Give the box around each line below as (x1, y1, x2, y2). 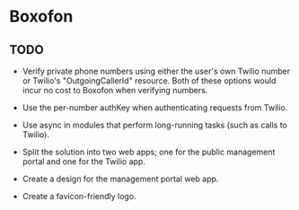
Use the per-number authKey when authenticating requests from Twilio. (22, 102, 288, 113)
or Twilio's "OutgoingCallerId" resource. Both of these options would (22, 75, 277, 86)
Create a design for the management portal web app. (22, 173, 219, 184)
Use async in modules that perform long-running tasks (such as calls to (22, 119, 287, 130)
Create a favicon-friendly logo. (22, 191, 136, 201)
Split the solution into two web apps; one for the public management (22, 146, 276, 157)
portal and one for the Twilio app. (22, 156, 145, 167)
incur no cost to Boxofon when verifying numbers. (22, 85, 208, 95)
